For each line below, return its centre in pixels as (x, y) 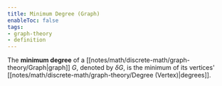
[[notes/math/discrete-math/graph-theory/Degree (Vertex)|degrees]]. (109, 75)
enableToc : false (33, 20)
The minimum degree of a (46, 60)
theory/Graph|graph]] (39, 68)
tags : (15, 27)
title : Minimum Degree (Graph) (54, 14)
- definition (27, 40)
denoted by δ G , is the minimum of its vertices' (147, 68)
